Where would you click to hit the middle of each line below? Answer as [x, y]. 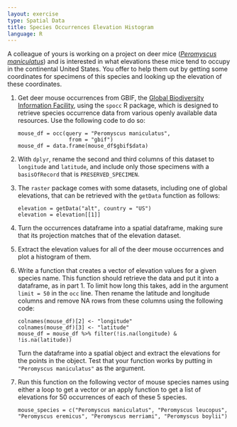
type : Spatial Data [36, 21]
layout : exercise [33, 14]
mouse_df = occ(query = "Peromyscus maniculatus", [94, 134]
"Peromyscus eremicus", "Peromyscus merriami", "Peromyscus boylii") [123, 416]
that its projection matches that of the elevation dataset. [99, 236]
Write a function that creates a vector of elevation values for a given [117, 271]
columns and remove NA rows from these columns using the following [120, 301]
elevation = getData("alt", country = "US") [84, 209]
